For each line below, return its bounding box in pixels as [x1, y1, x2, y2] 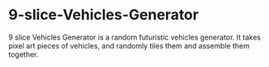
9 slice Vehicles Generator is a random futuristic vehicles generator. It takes [8, 32, 261, 42]
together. [8, 49, 39, 59]
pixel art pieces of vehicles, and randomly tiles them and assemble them [8, 40, 250, 50]
